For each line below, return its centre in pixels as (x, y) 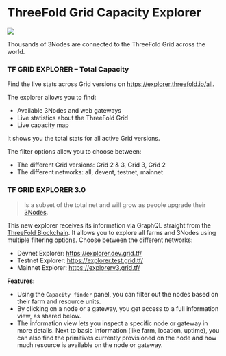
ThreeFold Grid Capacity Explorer (104, 13)
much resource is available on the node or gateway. (90, 345)
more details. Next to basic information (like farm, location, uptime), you (118, 330)
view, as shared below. (49, 316)
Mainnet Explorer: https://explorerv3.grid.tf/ (78, 267)
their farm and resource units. (59, 301)
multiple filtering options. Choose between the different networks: (100, 240)
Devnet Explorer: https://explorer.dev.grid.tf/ (79, 253)
